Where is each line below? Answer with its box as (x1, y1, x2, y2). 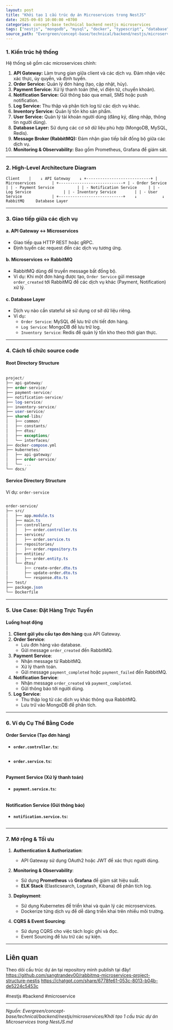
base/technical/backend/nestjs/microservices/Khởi (6, 1014, 114, 1020)
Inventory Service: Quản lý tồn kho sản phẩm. (13, 109, 112, 115)
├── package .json (6, 585, 43, 590)
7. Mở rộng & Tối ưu (6, 836, 54, 843)
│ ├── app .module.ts (6, 513, 54, 518)
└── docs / (6, 466, 27, 472)
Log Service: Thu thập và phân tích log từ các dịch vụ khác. (13, 103, 141, 109)
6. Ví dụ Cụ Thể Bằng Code (6, 719, 74, 727)
